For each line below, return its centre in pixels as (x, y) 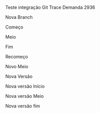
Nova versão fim (23, 106)
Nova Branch (19, 17)
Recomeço (17, 56)
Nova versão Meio (25, 96)
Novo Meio (17, 66)
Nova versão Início (25, 86)
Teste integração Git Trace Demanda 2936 (50, 7)
